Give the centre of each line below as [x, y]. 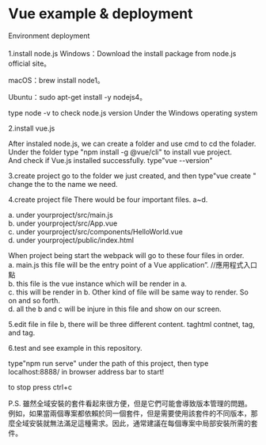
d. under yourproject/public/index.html [71, 240]
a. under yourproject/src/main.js [61, 215]
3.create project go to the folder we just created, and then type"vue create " [132, 176]
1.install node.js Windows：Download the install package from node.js [122, 53]
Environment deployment [49, 36]
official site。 [30, 63]
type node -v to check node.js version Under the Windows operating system [133, 112]
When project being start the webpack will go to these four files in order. [126, 255]
